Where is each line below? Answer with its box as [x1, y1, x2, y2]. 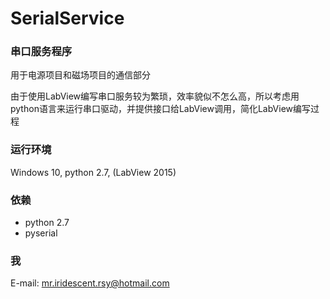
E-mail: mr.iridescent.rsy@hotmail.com [10, 277, 170, 289]
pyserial [24, 227, 58, 239]
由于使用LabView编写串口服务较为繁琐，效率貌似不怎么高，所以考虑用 [10, 90, 300, 102]
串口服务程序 [10, 45, 73, 59]
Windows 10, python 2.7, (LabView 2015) [10, 166, 177, 178]
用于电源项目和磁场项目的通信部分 [10, 69, 151, 81]
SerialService [10, 7, 125, 30]
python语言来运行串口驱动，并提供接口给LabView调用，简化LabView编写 [10, 103, 312, 115]
